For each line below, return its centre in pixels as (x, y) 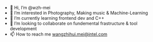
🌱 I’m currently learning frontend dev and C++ (57, 18)
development (23, 29)
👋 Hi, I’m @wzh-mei (30, 8)
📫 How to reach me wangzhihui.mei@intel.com (59, 34)
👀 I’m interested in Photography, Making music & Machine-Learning (79, 13)
